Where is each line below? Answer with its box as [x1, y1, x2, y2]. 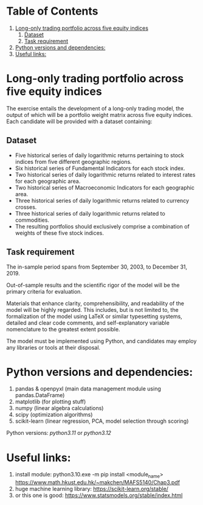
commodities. [15, 216, 50, 224]
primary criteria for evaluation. [6, 288, 82, 295]
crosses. [15, 203, 37, 211]
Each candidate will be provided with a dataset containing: [6, 118, 153, 125]
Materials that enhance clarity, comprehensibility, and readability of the [6, 300, 184, 307]
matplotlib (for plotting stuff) [15, 398, 86, 406]
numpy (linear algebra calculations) [15, 404, 104, 412]
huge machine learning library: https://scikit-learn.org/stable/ [15, 486, 169, 493]
